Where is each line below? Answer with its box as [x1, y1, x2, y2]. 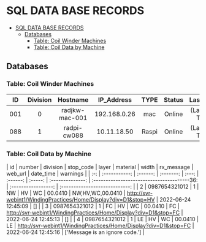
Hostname [58, 96, 89, 104]
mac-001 [59, 113, 88, 122]
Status [163, 96, 184, 104]
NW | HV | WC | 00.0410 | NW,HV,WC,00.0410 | [6, 189, 126, 197]
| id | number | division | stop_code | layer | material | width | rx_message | [6, 163, 194, 170]
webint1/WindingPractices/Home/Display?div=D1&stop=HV [6, 195, 155, 203]
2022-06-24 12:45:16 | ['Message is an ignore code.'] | [6, 228, 145, 236]
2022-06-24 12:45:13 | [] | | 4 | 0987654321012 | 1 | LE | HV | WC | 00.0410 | [6, 215, 199, 222]
